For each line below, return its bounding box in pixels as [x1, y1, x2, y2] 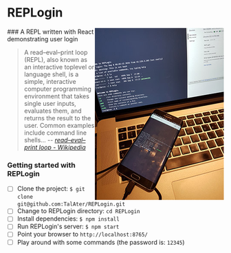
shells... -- [23, 135, 54, 144]
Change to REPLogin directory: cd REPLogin [16, 207, 140, 215]
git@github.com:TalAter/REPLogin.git [16, 201, 126, 208]
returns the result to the [23, 113, 91, 122]
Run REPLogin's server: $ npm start [16, 222, 120, 231]
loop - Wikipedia [38, 143, 86, 151]
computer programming [23, 85, 91, 93]
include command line [23, 129, 87, 137]
